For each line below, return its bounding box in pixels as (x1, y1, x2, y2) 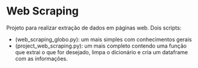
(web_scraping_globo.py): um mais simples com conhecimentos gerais (15, 36, 192, 43)
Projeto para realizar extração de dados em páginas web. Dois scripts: (6, 24, 182, 31)
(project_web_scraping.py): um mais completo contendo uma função (15, 42, 187, 49)
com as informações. (15, 55, 68, 62)
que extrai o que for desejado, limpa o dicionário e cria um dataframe (15, 48, 188, 55)
